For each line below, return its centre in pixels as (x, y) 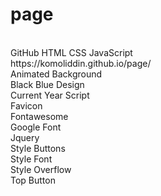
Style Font (31, 159)
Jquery (25, 137)
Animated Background (56, 74)
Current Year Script (50, 95)
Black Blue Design (47, 84)
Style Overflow (41, 169)
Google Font (36, 127)
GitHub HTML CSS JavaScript (71, 52)
